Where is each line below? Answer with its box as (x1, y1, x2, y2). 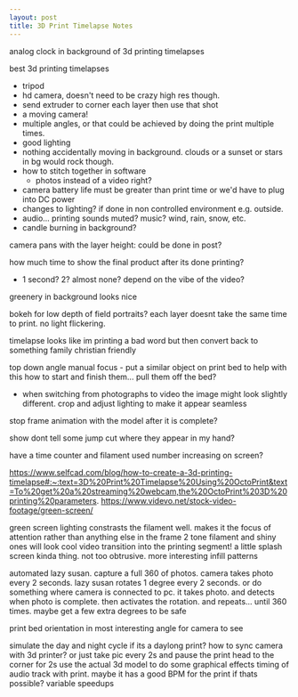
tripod (21, 80, 44, 91)
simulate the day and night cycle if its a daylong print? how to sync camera (9, 640, 283, 651)
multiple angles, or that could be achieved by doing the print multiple (21, 118, 274, 129)
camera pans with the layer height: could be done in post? (9, 239, 222, 250)
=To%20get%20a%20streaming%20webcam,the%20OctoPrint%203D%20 (9, 486, 287, 497)
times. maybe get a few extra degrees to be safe (9, 605, 187, 616)
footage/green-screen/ (9, 505, 93, 515)
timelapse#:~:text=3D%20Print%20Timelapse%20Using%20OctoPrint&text (9, 476, 288, 487)
